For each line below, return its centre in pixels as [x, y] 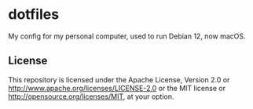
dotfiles [34, 15]
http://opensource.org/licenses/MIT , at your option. [91, 96]
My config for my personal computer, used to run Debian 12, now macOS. [127, 36]
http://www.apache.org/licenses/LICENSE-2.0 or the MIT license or [117, 88]
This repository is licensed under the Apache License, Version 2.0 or [119, 79]
